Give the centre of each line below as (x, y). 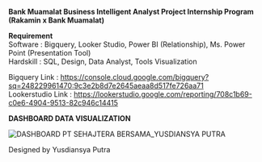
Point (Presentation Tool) (50, 53)
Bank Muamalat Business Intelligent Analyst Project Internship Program (131, 12)
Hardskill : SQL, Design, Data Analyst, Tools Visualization (103, 61)
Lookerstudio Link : (40, 94)
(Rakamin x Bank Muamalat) (57, 20)
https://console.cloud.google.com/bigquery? (135, 77)
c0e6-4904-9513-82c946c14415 (63, 103)
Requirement (31, 36)
